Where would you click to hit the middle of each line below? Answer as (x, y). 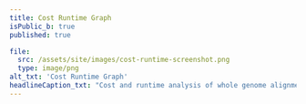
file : (20, 51)
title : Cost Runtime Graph (61, 18)
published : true (40, 35)
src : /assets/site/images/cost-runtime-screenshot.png (124, 60)
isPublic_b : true (42, 26)
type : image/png (48, 68)
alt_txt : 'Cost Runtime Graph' (69, 77)
